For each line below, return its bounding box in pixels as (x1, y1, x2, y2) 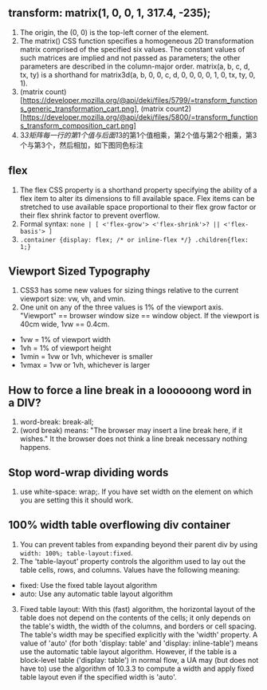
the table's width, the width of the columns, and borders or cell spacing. (19, 621, 257, 631)
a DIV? (8, 396, 41, 409)
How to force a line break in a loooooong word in (8, 383, 253, 397)
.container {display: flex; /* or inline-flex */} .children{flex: (19, 235, 249, 244)
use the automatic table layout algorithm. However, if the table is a (19, 646, 238, 656)
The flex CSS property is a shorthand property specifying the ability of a (19, 185, 257, 195)
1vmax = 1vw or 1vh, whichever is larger (19, 361, 151, 370)
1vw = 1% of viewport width (19, 335, 111, 345)
